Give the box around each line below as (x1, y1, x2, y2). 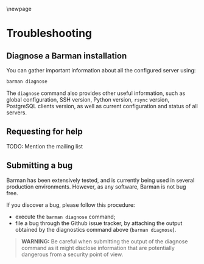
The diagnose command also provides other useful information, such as (6, 89, 186, 97)
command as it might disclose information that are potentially (21, 244, 175, 251)
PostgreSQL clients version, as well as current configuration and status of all (6, 102, 198, 109)
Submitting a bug (6, 161, 73, 171)
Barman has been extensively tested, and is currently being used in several (6, 176, 195, 184)
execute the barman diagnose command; (15, 213, 116, 220)
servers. (6, 109, 27, 116)
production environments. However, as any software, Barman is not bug (6, 182, 186, 190)
